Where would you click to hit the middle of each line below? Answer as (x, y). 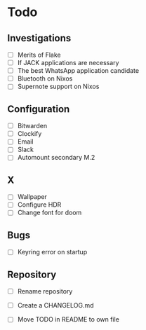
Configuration (39, 109)
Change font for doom (49, 213)
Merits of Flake (39, 55)
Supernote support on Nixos (58, 87)
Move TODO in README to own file (68, 319)
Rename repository (45, 291)
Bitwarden (32, 126)
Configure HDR (39, 205)
